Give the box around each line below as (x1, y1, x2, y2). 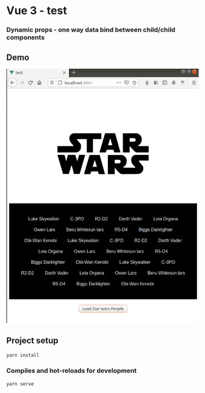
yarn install (6, 352, 40, 358)
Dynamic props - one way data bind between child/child (6, 26, 176, 34)
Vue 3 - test (6, 4, 67, 18)
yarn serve (6, 381, 34, 387)
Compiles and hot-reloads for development (6, 366, 137, 375)
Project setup (6, 335, 59, 346)
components (6, 33, 45, 42)
